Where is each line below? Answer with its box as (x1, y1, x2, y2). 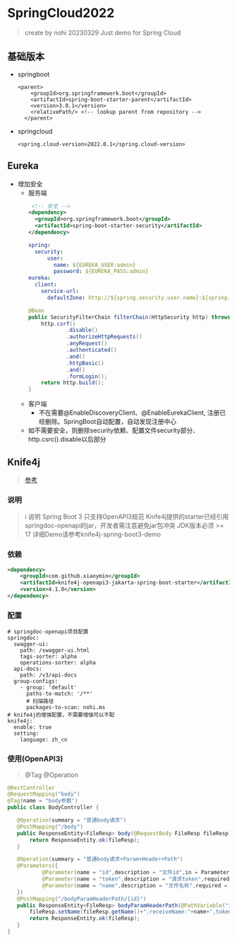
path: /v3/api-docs (20, 672, 78, 679)
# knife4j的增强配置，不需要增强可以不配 (7, 711, 115, 719)
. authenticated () (66, 347, 118, 354)
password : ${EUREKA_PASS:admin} (53, 268, 149, 275)
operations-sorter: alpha (20, 660, 97, 667)
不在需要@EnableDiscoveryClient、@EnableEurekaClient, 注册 (38, 408, 220, 417)
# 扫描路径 (25, 698, 54, 705)
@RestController (7, 784, 55, 791)
